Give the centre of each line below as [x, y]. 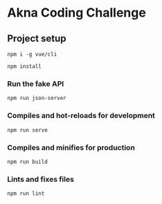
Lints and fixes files [41, 179]
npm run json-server [37, 99]
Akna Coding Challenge [77, 13]
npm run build [28, 162]
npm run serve [28, 130]
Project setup [37, 39]
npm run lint [26, 194]
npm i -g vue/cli [32, 54]
